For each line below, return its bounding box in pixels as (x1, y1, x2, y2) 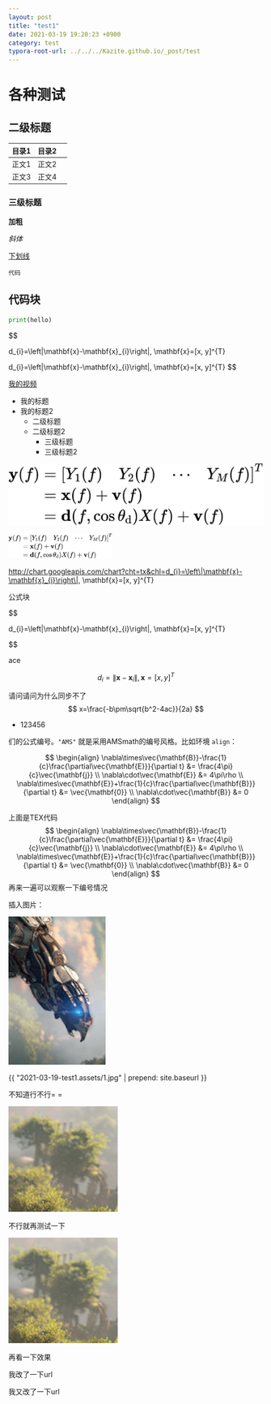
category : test (8, 39, 60, 47)
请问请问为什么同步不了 (8, 691, 87, 701)
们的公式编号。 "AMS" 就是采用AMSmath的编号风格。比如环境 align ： (8, 737, 237, 747)
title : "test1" (8, 21, 60, 30)
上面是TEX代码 (8, 812, 58, 823)
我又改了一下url (8, 1387, 61, 1397)
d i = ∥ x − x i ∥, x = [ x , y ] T (96, 671, 176, 684)
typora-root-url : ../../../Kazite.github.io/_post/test (8, 47, 201, 56)
